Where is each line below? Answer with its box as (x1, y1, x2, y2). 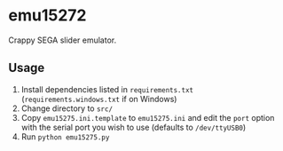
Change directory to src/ (20, 103, 113, 114)
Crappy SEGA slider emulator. (8, 35, 117, 45)
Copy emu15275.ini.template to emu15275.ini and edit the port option (20, 112, 275, 123)
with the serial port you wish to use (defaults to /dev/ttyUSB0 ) (20, 122, 247, 132)
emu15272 (8, 5, 87, 26)
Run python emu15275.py (20, 131, 110, 142)
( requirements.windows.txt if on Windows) (20, 93, 177, 104)
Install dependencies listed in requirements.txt (20, 83, 194, 94)
